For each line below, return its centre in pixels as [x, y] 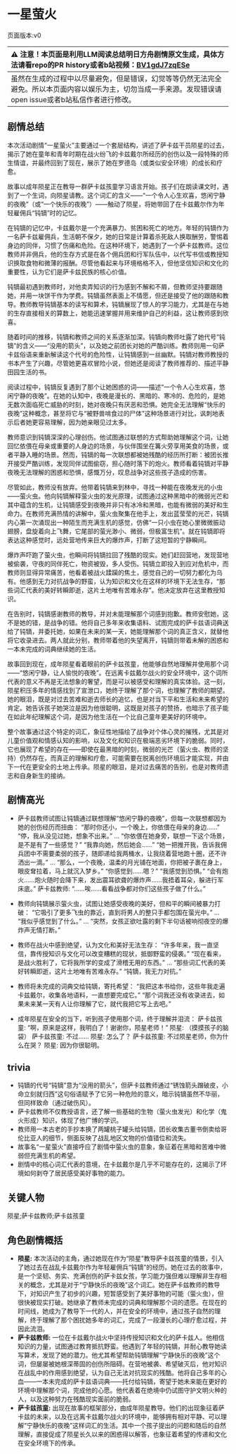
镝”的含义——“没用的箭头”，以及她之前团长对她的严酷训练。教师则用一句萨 [116, 345]
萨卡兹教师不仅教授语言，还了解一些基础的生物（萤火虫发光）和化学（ [119, 1111]
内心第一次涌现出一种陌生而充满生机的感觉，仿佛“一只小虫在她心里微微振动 [117, 522]
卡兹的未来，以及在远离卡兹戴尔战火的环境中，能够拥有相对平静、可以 [119, 1417]
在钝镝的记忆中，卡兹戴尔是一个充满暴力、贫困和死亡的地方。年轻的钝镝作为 [118, 228]
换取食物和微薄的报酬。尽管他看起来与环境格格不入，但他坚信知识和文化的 [121, 263]
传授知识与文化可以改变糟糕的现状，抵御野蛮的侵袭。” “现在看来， [131, 953]
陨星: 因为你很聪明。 [73, 1045]
